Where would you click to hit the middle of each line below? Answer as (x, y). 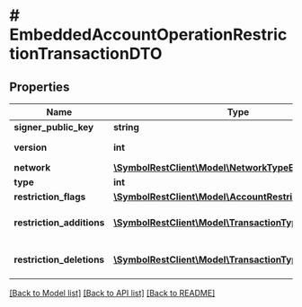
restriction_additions (59, 223)
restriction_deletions (59, 259)
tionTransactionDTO (86, 54)
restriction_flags (50, 197)
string (126, 127)
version (31, 147)
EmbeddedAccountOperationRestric (148, 35)
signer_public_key (54, 127)
